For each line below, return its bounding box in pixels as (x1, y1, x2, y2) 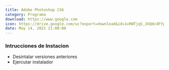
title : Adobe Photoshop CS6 (5, 7, 64, 12)
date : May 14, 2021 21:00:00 (5, 26, 66, 31)
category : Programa (5, 12, 46, 17)
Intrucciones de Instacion (5, 42, 69, 49)
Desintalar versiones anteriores (12, 53, 77, 60)
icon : (5, 21, 17, 26)
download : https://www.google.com (5, 16, 78, 21)
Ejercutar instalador (12, 59, 53, 65)
